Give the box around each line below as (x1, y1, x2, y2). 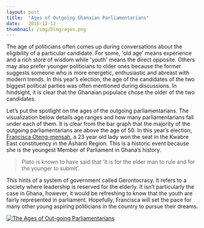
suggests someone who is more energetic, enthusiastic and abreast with (6, 69, 190, 77)
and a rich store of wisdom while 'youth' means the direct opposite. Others (6, 56, 195, 63)
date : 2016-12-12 (6, 20, 56, 26)
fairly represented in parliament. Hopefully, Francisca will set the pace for (6, 196, 192, 203)
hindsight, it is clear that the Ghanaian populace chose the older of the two (6, 88, 195, 96)
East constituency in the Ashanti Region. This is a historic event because (6, 140, 189, 147)
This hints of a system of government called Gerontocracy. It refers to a (6, 176, 187, 184)
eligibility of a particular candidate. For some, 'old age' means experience (6, 50, 192, 57)
